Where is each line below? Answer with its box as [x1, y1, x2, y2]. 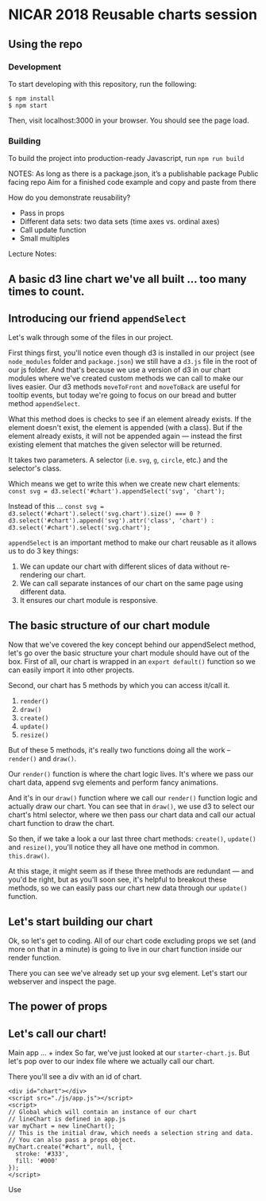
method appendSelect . [8, 399, 81, 409]
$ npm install [8, 94, 56, 103]
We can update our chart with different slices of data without [19, 561, 219, 571]
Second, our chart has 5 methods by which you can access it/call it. [8, 681, 230, 690]
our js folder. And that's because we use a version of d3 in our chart [8, 365, 231, 375]
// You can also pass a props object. [8, 1136, 137, 1144]
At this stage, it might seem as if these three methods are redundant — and [8, 867, 254, 876]
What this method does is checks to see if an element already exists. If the [8, 414, 252, 424]
